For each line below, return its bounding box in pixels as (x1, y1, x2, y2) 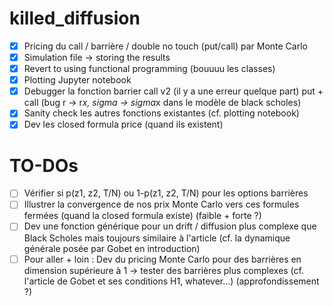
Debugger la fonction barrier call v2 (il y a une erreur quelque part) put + (23, 85, 324, 97)
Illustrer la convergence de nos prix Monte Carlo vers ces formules (23, 198, 300, 211)
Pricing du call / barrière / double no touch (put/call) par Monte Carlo (23, 40, 308, 52)
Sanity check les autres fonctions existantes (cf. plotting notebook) (23, 107, 300, 119)
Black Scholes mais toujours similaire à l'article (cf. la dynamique (23, 232, 291, 244)
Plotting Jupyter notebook (23, 74, 132, 86)
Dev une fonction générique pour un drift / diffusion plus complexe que (23, 220, 317, 232)
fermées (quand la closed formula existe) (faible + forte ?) (23, 210, 262, 222)
